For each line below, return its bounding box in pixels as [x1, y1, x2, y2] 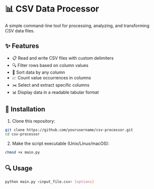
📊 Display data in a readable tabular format [12, 89, 99, 95]
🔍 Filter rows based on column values [12, 62, 89, 68]
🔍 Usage [5, 164, 33, 172]
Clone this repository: [12, 118, 55, 124]
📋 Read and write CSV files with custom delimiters [12, 55, 114, 61]
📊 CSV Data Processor [5, 3, 99, 15]
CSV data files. [5, 28, 35, 33]
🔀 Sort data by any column [12, 69, 65, 75]
